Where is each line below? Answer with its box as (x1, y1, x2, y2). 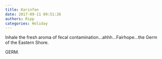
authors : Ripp (5, 16, 35, 21)
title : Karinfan (5, 7, 39, 12)
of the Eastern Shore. (5, 40, 49, 46)
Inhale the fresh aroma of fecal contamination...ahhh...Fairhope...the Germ (5, 34, 158, 40)
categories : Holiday (5, 21, 48, 26)
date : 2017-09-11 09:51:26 (5, 12, 61, 17)
